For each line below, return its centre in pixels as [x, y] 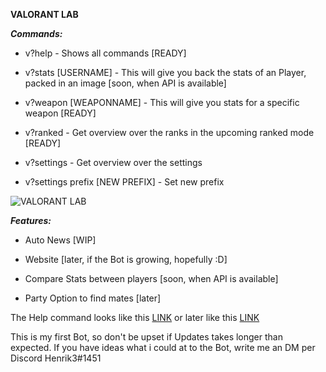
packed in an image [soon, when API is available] [125, 83]
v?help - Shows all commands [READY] [105, 53]
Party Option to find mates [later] [93, 298]
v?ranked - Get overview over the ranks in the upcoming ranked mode [169, 132]
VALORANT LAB [44, 14]
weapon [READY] [60, 113]
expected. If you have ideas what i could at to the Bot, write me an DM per [163, 347]
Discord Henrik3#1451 [56, 358]
